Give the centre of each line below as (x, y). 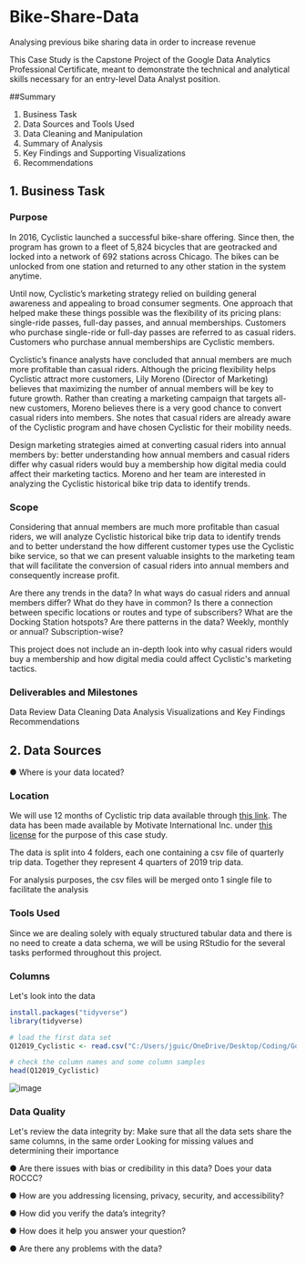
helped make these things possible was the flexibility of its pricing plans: (146, 312)
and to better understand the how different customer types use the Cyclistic (152, 546)
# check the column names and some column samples (107, 1063)
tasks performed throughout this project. (86, 952)
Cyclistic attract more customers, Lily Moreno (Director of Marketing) (139, 379)
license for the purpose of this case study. (89, 835)
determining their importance (64, 1151)
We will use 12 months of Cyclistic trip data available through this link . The (148, 816)
